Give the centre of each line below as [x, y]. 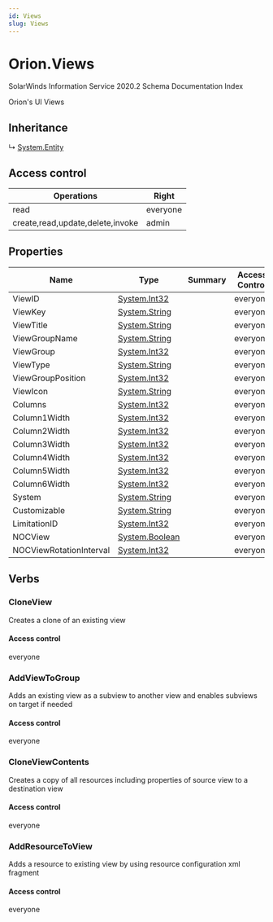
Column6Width [41, 484]
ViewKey [29, 312]
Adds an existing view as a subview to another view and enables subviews [133, 696]
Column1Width [41, 418]
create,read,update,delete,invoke [76, 223]
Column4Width [41, 457]
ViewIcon [30, 391]
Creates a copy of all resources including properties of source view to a [128, 779]
